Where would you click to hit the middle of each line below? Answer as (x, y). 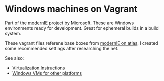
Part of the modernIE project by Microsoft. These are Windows (70, 23)
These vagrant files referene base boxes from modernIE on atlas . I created (82, 43)
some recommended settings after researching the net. (62, 48)
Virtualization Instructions (39, 68)
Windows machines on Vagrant (71, 9)
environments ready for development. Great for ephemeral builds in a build (82, 28)
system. (13, 33)
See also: (15, 58)
